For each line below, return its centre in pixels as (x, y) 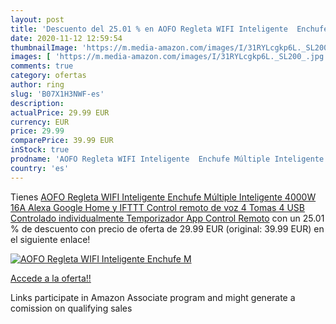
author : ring (37, 85)
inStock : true (40, 150)
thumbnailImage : (44, 47)
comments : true (42, 66)
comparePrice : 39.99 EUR (62, 141)
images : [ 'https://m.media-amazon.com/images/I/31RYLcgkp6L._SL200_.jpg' (169, 57)
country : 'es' (40, 168)
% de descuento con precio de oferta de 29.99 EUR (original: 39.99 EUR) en (167, 228)
